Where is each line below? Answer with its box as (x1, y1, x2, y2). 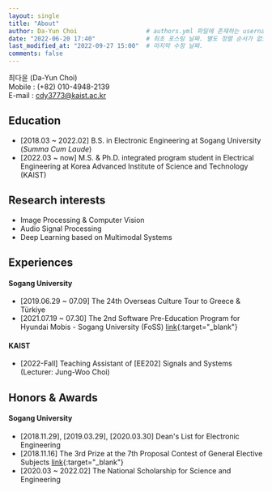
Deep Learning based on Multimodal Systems (19, 232, 172, 242)
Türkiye (19, 305, 46, 314)
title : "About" (8, 19, 60, 28)
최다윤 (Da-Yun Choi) (8, 73, 78, 82)
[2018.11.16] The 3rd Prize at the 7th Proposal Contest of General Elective (19, 449, 263, 459)
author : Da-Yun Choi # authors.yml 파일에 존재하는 (8, 27, 240, 35)
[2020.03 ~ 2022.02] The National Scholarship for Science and (19, 466, 232, 476)
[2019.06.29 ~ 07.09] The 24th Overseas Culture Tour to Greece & (19, 297, 241, 306)
